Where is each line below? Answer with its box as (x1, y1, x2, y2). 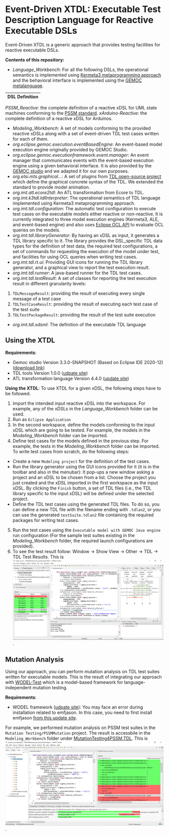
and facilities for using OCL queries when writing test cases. (12, 254, 137, 260)
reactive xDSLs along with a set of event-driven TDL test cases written (12, 130, 159, 137)
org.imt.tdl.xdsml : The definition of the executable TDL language (12, 321, 146, 327)
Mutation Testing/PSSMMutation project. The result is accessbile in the (5, 730, 151, 736)
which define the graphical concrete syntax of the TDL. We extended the (12, 178, 163, 185)
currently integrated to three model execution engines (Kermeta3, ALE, (12, 216, 159, 222)
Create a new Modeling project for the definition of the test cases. (12, 458, 150, 464)
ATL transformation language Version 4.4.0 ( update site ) (12, 375, 129, 381)
